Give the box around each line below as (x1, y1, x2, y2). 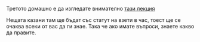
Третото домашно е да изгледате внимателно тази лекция (6, 5, 155, 12)
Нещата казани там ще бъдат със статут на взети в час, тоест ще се (6, 17, 181, 23)
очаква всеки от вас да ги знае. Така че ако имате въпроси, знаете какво (6, 23, 195, 30)
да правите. (6, 29, 36, 36)
